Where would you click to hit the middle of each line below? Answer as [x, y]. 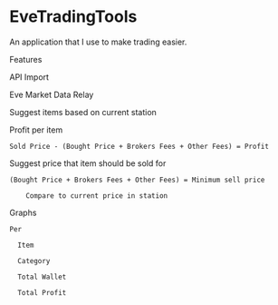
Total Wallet [42, 277]
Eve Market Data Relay [52, 94]
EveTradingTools [73, 17]
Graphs [23, 212]
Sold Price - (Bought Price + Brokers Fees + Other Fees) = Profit [139, 146]
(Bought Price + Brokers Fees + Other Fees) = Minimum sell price [137, 180]
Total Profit [42, 292]
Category [34, 261]
